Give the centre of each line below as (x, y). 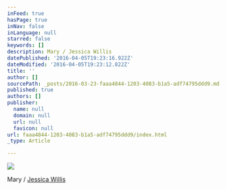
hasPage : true (27, 20)
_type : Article (29, 141)
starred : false (29, 39)
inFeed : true (26, 13)
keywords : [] (26, 45)
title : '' (21, 71)
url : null (27, 122)
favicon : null (33, 128)
